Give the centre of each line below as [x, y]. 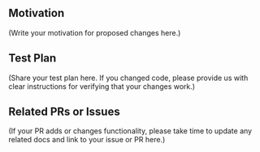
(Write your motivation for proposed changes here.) [95, 32]
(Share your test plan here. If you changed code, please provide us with [128, 78]
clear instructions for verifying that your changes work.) [102, 86]
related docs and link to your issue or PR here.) [87, 140]
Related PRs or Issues [64, 112]
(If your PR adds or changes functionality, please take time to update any [130, 131]
